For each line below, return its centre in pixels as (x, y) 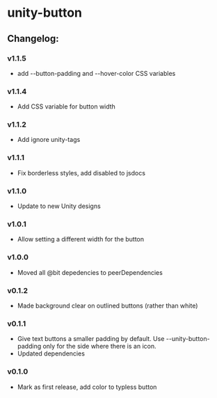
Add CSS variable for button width (66, 106)
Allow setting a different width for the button (81, 239)
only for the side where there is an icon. (99, 347)
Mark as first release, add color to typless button (87, 387)
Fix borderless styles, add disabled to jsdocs (81, 173)
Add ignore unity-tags (49, 140)
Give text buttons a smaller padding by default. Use (91, 339)
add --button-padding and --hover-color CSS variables (96, 73)
